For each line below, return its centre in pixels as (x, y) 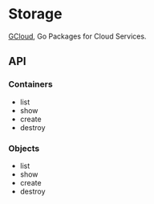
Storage (35, 14)
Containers (31, 84)
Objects (24, 148)
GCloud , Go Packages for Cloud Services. (77, 36)
